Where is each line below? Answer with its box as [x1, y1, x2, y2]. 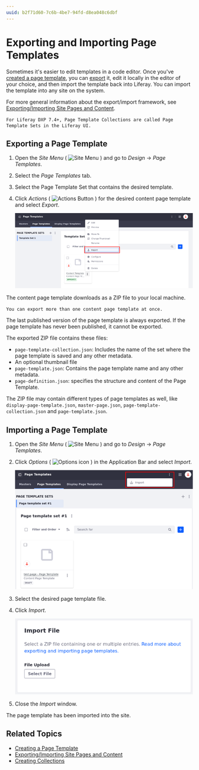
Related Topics [6, 729, 62, 739]
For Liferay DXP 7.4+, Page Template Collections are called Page [6, 117, 174, 123]
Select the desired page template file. [14, 595, 107, 602]
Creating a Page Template [14, 745, 79, 752]
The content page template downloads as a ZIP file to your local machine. [6, 294, 186, 301]
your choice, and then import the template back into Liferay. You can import [6, 80, 191, 88]
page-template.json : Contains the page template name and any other [14, 365, 184, 372]
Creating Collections [14, 757, 65, 764]
